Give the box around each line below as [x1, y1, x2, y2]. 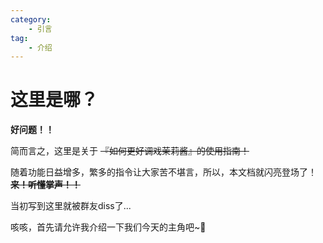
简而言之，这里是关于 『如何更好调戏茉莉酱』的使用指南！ [10, 145, 250, 157]
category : [10, 14, 52, 25]
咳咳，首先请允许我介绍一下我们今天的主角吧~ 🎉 [10, 221, 207, 233]
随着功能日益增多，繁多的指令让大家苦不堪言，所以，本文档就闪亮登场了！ [10, 166, 317, 178]
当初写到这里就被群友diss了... [10, 200, 132, 212]
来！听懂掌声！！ [10, 179, 81, 191]
